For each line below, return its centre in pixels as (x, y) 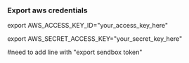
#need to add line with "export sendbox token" (75, 52)
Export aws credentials (47, 10)
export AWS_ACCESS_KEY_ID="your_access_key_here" (88, 26)
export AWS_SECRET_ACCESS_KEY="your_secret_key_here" (95, 39)
